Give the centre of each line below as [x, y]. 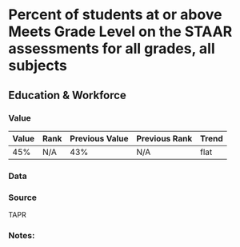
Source [23, 197]
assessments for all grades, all [112, 49]
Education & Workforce [67, 95]
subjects [38, 66]
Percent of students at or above [115, 15]
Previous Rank [164, 138]
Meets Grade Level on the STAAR [120, 32]
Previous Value [99, 138]
